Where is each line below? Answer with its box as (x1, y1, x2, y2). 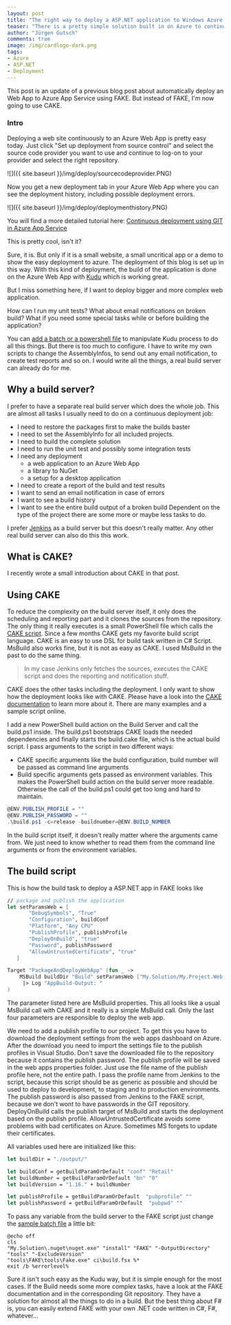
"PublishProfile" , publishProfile (28, 929, 128, 936)
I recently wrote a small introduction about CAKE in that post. (7, 569, 180, 577)
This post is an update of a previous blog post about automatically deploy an (7, 87, 224, 95)
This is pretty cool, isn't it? (7, 237, 82, 245)
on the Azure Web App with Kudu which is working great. (7, 273, 169, 281)
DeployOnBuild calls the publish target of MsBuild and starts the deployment (7, 1107, 223, 1115)
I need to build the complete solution (16, 437, 121, 445)
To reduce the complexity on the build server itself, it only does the (7, 607, 197, 616)
